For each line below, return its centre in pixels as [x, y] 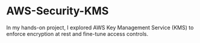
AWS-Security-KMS [58, 11]
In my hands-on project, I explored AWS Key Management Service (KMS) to [100, 27]
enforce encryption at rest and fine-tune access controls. [77, 33]
